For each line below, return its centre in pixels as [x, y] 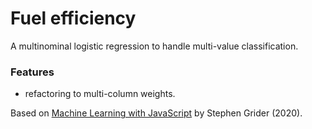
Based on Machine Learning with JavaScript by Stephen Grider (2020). [156, 113]
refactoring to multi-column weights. [100, 94]
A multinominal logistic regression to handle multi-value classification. [154, 46]
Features [32, 72]
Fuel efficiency [73, 18]
